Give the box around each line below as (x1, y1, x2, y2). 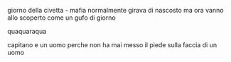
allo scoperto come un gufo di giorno (7, 13, 116, 22)
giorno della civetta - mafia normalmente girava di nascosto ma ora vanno (7, 6, 224, 14)
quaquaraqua (7, 27, 47, 35)
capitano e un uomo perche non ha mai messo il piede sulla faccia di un (7, 41, 217, 49)
